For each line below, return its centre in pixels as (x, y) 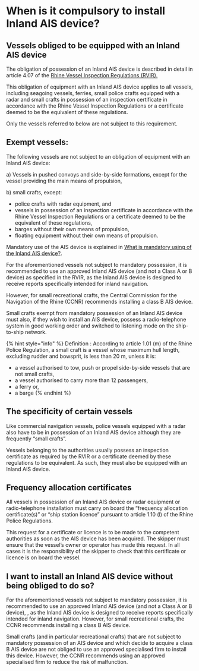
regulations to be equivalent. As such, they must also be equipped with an (97, 462)
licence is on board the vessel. (44, 557)
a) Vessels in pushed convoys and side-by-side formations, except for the (97, 174)
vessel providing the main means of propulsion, (64, 181)
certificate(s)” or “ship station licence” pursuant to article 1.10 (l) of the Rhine (100, 515)
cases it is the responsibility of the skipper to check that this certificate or (96, 552)
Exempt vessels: (37, 142)
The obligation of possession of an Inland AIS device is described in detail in (99, 69)
